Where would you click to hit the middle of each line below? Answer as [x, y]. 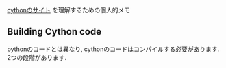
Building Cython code [54, 32]
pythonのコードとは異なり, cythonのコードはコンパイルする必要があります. [113, 49]
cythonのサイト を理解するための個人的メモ [69, 10]
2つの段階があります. [37, 57]
